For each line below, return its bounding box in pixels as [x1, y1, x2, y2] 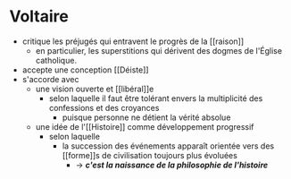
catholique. [35, 55, 78, 65]
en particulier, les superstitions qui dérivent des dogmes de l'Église [35, 45, 283, 55]
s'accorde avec [21, 73, 79, 84]
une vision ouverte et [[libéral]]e [35, 83, 154, 94]
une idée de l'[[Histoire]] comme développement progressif [35, 121, 254, 132]
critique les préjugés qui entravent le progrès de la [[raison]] [21, 36, 245, 47]
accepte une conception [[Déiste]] [21, 64, 149, 75]
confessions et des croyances [48, 102, 160, 113]
